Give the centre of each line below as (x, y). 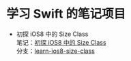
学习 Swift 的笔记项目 (66, 14)
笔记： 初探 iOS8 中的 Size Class (61, 42)
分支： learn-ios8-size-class (55, 51)
